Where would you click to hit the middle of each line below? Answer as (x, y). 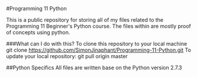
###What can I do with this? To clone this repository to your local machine (97, 44)
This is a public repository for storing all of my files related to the (85, 20)
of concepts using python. (38, 32)
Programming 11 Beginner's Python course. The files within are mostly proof (98, 26)
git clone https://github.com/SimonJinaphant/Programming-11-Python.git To (98, 50)
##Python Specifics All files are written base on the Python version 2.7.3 (94, 68)
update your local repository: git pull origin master (67, 56)
